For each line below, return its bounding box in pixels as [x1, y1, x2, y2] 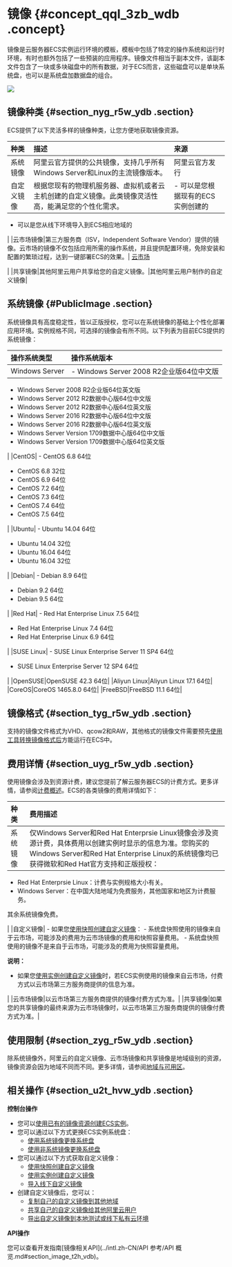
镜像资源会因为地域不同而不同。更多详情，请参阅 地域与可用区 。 [7, 1062, 188, 1071]
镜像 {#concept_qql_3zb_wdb [7, 6, 180, 22]
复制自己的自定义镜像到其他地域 [27, 1196, 119, 1205]
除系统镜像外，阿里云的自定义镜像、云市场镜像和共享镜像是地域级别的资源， [7, 1054, 225, 1062]
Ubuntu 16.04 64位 [17, 547, 71, 556]
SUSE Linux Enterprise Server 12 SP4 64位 [17, 661, 139, 670]
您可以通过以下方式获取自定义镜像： [17, 1154, 121, 1162]
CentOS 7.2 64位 [17, 484, 66, 492]
